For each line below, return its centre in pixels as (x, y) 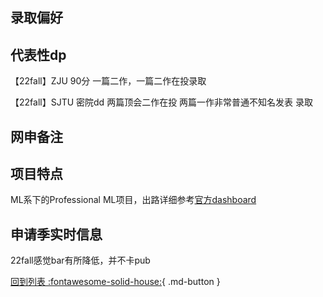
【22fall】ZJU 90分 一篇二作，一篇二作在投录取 (108, 81)
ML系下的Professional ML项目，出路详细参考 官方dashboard (133, 200)
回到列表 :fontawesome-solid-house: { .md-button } (115, 282)
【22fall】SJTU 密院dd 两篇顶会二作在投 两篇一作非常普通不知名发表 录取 (162, 102)
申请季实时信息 (56, 234)
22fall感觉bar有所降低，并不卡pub (80, 260)
